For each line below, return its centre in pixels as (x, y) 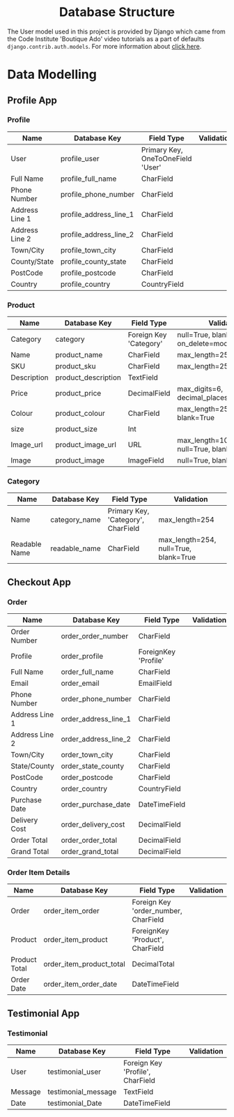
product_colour (80, 414)
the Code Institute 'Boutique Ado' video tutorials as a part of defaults (106, 38)
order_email (80, 683)
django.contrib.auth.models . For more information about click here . (104, 46)
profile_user (80, 158)
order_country (84, 789)
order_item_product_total (84, 964)
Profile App (32, 100)
